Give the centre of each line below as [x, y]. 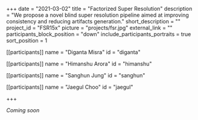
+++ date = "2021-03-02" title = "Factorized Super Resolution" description [99, 9]
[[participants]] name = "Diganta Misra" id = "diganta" [73, 52]
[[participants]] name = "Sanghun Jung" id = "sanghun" [76, 75]
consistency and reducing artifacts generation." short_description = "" [94, 21]
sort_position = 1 [27, 40]
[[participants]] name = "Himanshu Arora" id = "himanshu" [79, 64]
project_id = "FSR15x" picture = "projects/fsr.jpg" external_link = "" [89, 28]
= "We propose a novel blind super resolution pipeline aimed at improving [97, 15]
